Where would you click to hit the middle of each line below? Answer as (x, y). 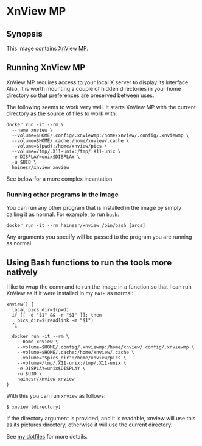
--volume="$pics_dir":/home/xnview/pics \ (72, 358)
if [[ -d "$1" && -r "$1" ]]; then (57, 315)
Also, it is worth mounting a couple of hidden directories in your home (94, 88)
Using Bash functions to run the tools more (89, 263)
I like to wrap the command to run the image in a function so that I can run (99, 286)
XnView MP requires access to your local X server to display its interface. (98, 82)
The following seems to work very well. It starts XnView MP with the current (101, 107)
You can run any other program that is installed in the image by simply (94, 208)
